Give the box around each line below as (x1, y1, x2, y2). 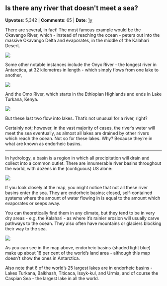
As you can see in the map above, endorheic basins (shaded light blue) (5, 244, 151, 250)
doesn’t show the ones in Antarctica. (5, 255, 81, 261)
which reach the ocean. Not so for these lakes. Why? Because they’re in (5, 135, 153, 141)
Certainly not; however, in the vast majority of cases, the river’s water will (5, 125, 155, 131)
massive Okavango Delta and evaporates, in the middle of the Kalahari (5, 37, 149, 43)
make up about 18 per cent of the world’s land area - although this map (5, 250, 151, 256)
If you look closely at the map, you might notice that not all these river (5, 184, 148, 190)
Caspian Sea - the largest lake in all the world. (5, 275, 99, 281)
